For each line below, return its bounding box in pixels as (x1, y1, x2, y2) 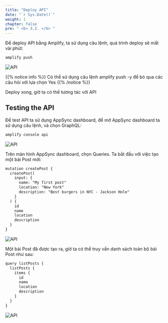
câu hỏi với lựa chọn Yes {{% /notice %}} (5, 79, 91, 85)
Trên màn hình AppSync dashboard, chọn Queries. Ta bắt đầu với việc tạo (5, 151, 159, 157)
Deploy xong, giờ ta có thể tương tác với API (5, 89, 97, 95)
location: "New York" (18, 185, 65, 190)
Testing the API (5, 104, 54, 112)
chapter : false (5, 21, 37, 27)
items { (14, 270, 30, 275)
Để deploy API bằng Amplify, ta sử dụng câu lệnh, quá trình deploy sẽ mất (5, 40, 159, 46)
